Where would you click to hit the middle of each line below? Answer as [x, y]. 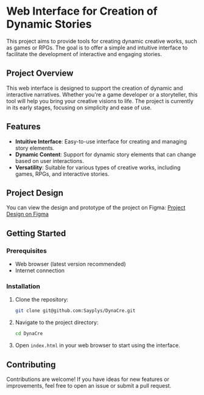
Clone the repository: [42, 300]
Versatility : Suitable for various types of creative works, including [98, 167]
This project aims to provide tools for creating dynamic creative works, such [102, 41]
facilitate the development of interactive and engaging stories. [84, 54]
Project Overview [40, 74]
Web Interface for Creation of [82, 11]
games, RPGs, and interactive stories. [62, 174]
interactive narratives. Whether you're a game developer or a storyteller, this [102, 94]
